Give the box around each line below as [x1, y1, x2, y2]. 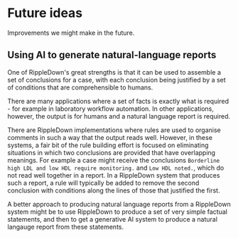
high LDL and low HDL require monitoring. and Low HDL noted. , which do [7, 163, 225, 172]
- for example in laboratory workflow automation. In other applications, [7, 104, 215, 113]
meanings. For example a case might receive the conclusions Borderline [7, 156, 220, 164]
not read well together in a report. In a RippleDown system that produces [7, 171, 220, 179]
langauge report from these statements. [7, 222, 124, 231]
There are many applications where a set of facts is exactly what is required [7, 97, 229, 105]
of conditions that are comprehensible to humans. [7, 83, 153, 92]
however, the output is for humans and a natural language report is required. [7, 112, 231, 120]
